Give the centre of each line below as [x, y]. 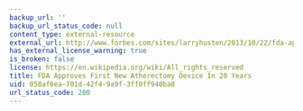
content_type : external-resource [72, 34]
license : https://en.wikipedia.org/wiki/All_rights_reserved [127, 68]
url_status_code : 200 [50, 92]
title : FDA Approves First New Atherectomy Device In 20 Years [131, 76]
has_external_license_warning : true [78, 51]
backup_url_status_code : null [66, 26]
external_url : [36, 43]
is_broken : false [42, 59]
